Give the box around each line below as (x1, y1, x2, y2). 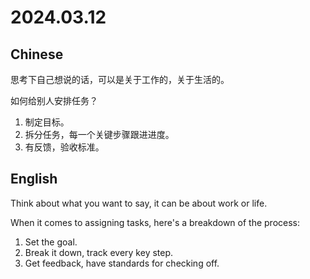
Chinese (10, 46, 64, 63)
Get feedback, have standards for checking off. (24, 257, 220, 269)
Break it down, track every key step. (24, 246, 174, 258)
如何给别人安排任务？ (10, 95, 98, 106)
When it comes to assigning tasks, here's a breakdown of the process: (10, 216, 301, 228)
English (10, 171, 58, 188)
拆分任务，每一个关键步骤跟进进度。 (24, 129, 175, 140)
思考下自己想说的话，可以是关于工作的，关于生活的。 (10, 74, 230, 85)
